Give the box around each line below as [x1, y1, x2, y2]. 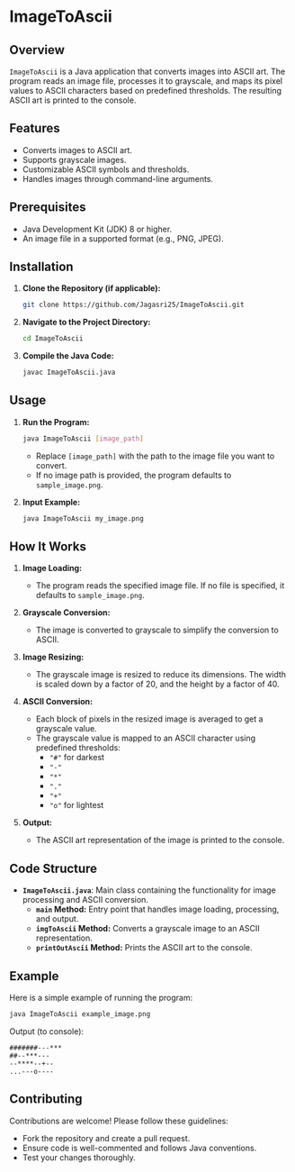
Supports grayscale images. [22, 154, 127, 165]
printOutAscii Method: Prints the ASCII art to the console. [35, 942, 253, 953]
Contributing [9, 1092, 83, 1107]
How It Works [9, 539, 87, 555]
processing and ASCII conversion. [22, 895, 148, 905]
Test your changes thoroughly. [22, 1151, 137, 1163]
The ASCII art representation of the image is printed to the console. [35, 835, 285, 846]
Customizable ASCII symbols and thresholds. [22, 164, 190, 175]
